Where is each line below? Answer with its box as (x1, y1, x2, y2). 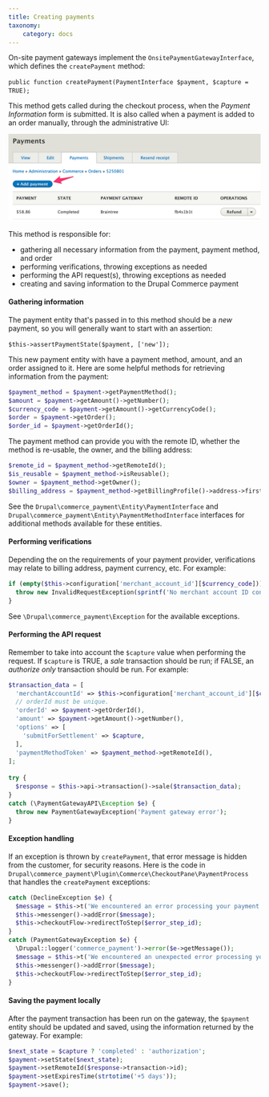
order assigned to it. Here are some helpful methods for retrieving (8, 363, 226, 372)
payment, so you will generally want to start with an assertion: (8, 323, 213, 333)
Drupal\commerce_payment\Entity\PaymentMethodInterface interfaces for (8, 510, 245, 519)
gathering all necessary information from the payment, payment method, (19, 245, 260, 254)
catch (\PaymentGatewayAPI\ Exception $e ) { (8, 799, 156, 807)
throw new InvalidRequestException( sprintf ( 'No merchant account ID (15, 588, 249, 596)
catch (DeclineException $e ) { (8, 893, 113, 902)
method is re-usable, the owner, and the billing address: (8, 445, 193, 455)
